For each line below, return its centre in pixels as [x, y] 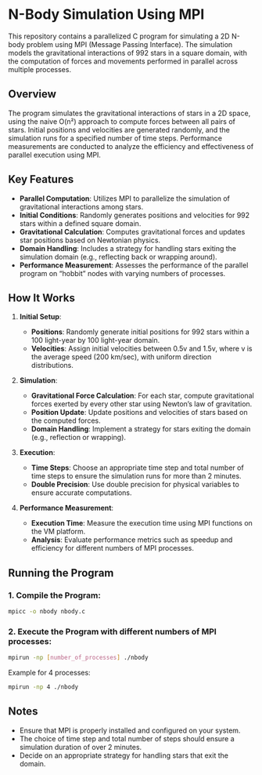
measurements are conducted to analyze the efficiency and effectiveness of [131, 146]
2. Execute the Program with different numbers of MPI [112, 631]
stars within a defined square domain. [80, 223]
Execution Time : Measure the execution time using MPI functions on [142, 523]
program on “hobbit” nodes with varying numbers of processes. [122, 273]
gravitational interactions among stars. [81, 206]
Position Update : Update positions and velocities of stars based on [139, 413]
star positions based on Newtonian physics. [90, 240]
